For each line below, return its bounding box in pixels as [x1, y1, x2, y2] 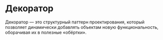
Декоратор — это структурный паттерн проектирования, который [5, 19, 145, 25]
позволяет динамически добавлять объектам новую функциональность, [5, 24, 159, 30]
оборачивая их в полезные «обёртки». [5, 29, 87, 35]
